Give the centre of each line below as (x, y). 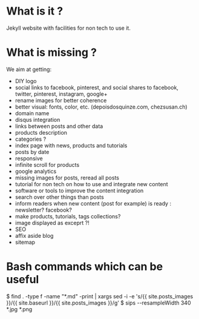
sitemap (25, 242)
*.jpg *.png (19, 309)
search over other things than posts (59, 197)
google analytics (36, 171)
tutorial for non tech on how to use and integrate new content (91, 184)
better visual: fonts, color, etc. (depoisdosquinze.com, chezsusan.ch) (101, 107)
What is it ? (35, 11)
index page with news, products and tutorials (71, 145)
